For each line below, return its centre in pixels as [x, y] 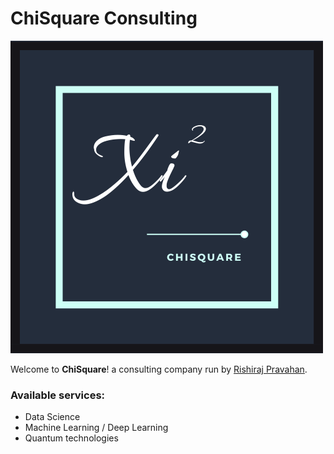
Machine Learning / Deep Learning [96, 428]
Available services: [58, 395]
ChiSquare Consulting [104, 18]
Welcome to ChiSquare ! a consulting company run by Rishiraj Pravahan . [159, 369]
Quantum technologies [71, 438]
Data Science [52, 417]
